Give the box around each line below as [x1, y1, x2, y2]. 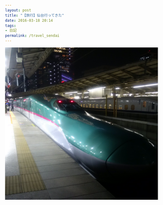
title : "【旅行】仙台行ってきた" [5, 13, 65, 18]
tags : [5, 23, 16, 28]
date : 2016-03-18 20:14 [5, 18, 53, 23]
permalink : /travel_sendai [5, 33, 60, 38]
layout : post [5, 8, 32, 13]
